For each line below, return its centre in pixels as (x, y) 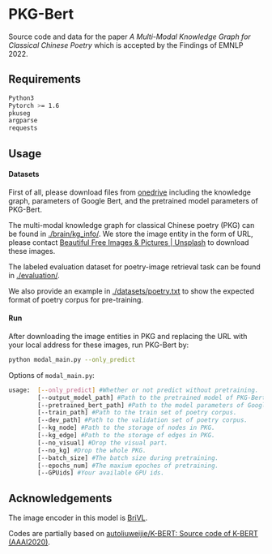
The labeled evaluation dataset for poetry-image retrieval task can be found (134, 266)
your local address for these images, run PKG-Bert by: (99, 345)
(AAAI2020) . (30, 542)
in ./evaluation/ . (34, 275)
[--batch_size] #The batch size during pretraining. (128, 458)
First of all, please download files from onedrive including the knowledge (130, 192)
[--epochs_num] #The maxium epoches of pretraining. (128, 466)
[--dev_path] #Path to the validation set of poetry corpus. (143, 420)
